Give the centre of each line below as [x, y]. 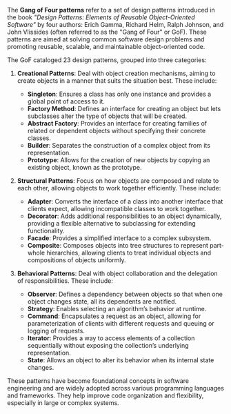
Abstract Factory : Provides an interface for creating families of [117, 123]
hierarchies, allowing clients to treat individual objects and [129, 253]
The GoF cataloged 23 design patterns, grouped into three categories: [107, 60]
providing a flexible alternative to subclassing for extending [112, 223]
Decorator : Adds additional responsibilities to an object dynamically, [124, 216]
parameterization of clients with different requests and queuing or [121, 323]
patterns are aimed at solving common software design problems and [106, 39]
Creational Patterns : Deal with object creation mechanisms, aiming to [116, 73]
